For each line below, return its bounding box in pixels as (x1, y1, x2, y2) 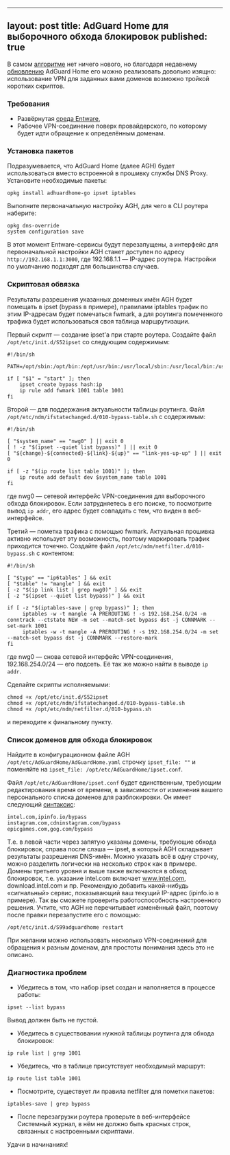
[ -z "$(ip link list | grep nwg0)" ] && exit (7, 586, 142, 593)
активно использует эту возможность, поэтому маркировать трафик (7, 534, 210, 543)
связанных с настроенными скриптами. (16, 1128, 135, 1136)
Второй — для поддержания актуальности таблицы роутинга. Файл (7, 405, 205, 413)
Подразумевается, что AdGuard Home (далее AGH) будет (7, 162, 175, 170)
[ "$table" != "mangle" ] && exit (7, 580, 106, 587)
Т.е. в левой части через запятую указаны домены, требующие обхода (7, 838, 217, 846)
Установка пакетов (7, 146, 74, 156)
